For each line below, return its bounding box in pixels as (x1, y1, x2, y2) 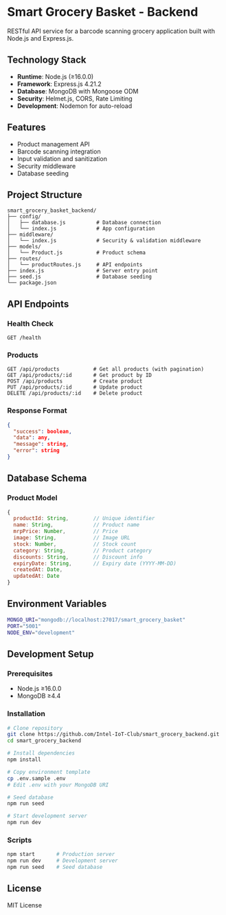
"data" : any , (13, 434, 51, 441)
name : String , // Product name (13, 521, 139, 528)
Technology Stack (7, 54, 87, 66)
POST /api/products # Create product (7, 378, 143, 385)
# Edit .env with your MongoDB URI (7, 782, 109, 788)
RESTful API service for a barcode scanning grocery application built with (7, 27, 215, 35)
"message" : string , (13, 441, 69, 448)
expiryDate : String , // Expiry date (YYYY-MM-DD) (13, 560, 177, 567)
